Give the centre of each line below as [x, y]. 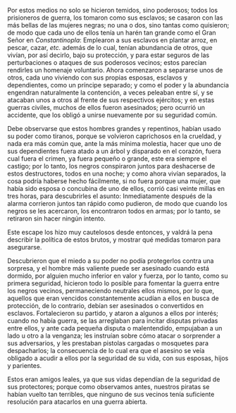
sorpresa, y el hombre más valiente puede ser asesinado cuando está [108, 268]
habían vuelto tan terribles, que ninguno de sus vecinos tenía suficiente [111, 394]
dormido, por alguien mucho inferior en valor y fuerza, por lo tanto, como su [118, 276]
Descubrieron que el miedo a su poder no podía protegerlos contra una [111, 261]
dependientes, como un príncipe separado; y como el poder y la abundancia [118, 85]
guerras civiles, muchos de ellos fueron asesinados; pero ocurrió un [106, 107]
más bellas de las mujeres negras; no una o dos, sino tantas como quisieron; [118, 25]
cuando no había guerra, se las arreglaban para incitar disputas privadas [113, 321]
